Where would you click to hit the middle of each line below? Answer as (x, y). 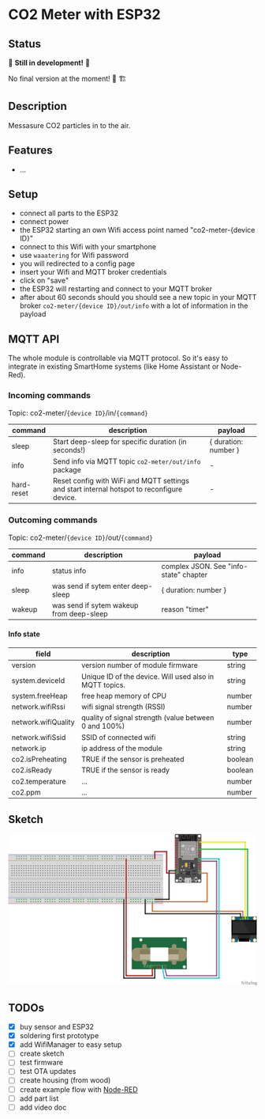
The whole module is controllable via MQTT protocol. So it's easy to (118, 358)
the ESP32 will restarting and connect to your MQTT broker (116, 289)
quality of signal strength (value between (148, 718)
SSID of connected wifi (119, 737)
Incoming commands (49, 396)
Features (30, 151)
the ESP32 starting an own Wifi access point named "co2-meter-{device (137, 230)
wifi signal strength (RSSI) (123, 707)
